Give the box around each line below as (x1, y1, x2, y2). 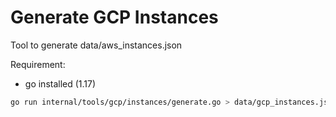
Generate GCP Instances (10, 6, 219, 29)
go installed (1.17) (24, 77, 97, 90)
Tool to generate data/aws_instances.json (10, 39, 183, 51)
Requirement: (10, 58, 66, 70)
